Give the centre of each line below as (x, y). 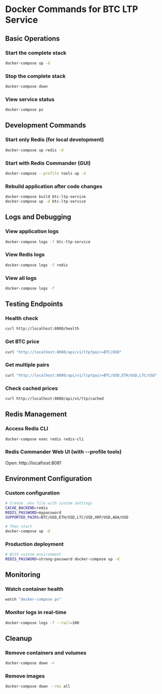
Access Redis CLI (27, 429)
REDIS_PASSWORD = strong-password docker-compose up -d (62, 559)
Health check (22, 319)
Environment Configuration (48, 479)
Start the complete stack (36, 53)
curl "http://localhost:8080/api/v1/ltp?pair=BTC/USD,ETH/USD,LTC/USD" (81, 375)
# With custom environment (33, 554)
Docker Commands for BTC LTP (72, 9)
